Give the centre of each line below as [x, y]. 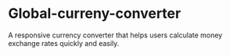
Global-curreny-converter [95, 14]
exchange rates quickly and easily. [64, 43]
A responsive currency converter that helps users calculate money [115, 35]
